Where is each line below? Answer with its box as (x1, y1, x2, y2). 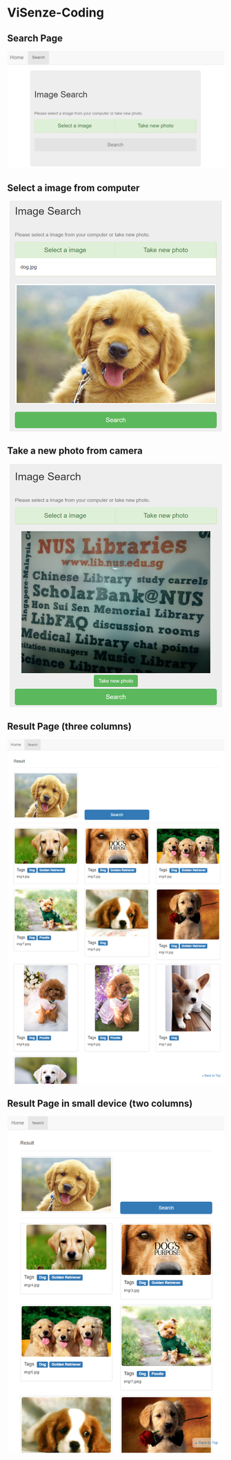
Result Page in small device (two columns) (7, 1098, 193, 1109)
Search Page (7, 32, 63, 44)
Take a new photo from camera (7, 445, 143, 457)
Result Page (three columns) (7, 721, 132, 732)
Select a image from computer (7, 182, 140, 194)
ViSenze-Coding (7, 5, 105, 21)
